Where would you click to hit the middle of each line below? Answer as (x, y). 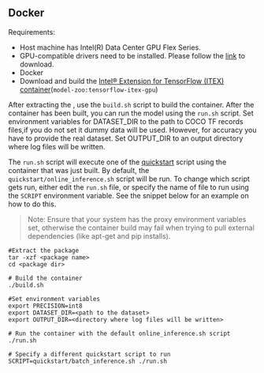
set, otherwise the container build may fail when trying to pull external (141, 228)
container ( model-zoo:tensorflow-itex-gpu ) (89, 89)
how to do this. (32, 204)
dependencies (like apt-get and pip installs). (99, 235)
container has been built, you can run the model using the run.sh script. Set (131, 113)
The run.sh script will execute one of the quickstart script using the (117, 162)
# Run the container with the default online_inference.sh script (119, 333)
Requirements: (32, 32)
